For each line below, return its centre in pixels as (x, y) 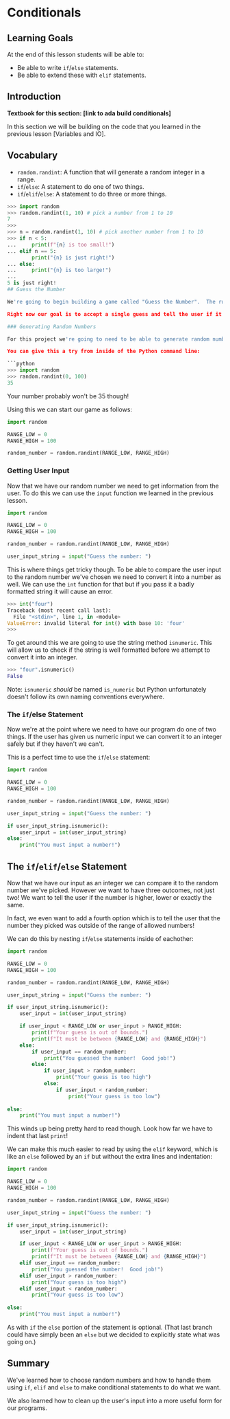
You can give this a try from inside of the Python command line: (104, 352)
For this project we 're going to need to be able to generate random (108, 339)
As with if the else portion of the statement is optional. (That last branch (110, 1327)
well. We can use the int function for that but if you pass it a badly (101, 584)
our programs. (27, 1408)
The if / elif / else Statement (67, 866)
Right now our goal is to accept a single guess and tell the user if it (115, 314)
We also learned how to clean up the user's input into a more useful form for (115, 1400)
